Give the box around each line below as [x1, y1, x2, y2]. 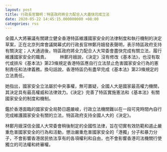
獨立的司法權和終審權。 [5, 142, 53, 148]
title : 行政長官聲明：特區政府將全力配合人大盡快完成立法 [5, 12, 110, 17]
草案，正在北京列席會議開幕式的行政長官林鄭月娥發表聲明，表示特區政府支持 [5, 42, 162, 48]
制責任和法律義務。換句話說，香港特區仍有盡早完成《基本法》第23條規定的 [5, 67, 159, 73]
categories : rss [5, 21, 39, 26]
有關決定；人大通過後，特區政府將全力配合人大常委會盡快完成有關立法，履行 [5, 48, 162, 54]
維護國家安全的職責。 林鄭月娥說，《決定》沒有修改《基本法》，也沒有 [5, 54, 156, 60]
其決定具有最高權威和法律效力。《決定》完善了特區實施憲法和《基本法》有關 [5, 89, 160, 95]
